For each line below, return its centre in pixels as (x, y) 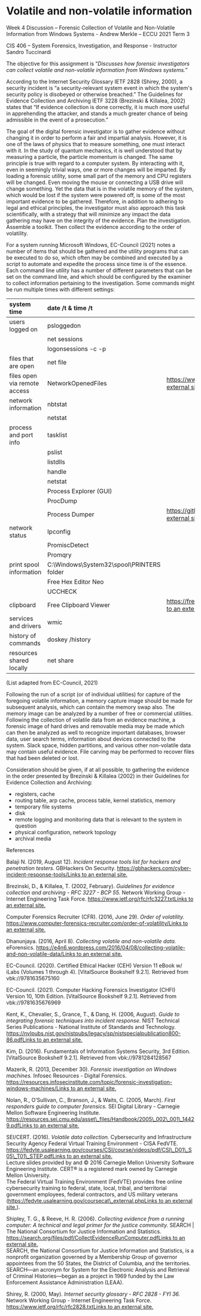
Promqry (59, 554)
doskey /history (69, 639)
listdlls (56, 461)
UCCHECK (62, 591)
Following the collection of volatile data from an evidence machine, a (91, 720)
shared (19, 660)
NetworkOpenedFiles (77, 383)
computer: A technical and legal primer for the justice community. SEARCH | (100, 1225)
